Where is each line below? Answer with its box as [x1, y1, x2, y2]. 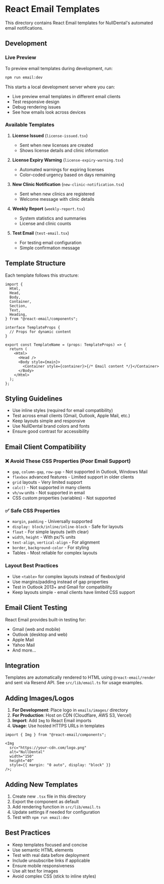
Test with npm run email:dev [12, 814, 70, 820]
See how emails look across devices [12, 109, 86, 115]
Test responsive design [12, 99, 60, 105]
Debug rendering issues [12, 104, 61, 110]
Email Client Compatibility [5, 442, 86, 451]
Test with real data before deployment [12, 852, 89, 858]
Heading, [9, 312, 27, 317]
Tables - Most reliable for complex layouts [12, 550, 97, 556]
